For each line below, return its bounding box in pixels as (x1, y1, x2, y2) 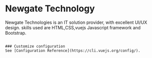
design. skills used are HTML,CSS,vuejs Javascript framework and (5, 24, 141, 30)
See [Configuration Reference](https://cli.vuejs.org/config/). (5, 48, 141, 53)
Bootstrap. (5, 30, 27, 36)
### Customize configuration (5, 44, 65, 49)
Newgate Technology (5, 3, 95, 14)
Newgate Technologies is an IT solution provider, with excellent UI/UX (5, 19, 148, 25)
